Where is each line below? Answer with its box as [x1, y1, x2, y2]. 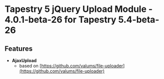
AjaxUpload [11, 58, 37, 63]
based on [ [19, 63, 42, 69]
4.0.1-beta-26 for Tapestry [4, 14, 117, 25]
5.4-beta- [118, 14, 160, 25]
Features [4, 44, 33, 53]
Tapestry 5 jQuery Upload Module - [4, 3, 153, 15]
